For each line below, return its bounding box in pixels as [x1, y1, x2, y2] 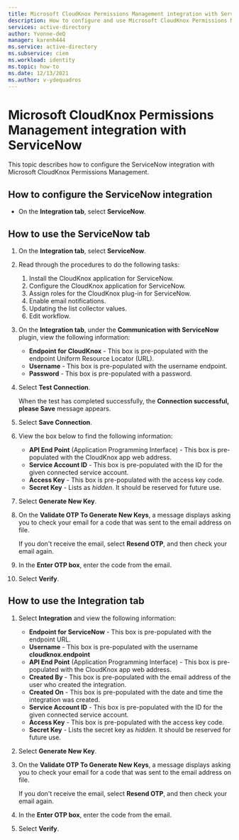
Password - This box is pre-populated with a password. [28, 369, 192, 378]
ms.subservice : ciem [8, 50, 70, 57]
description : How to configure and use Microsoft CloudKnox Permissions [8, 17, 228, 24]
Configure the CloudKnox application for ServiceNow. [28, 281, 187, 290]
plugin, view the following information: [18, 332, 130, 341]
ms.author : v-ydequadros [8, 76, 82, 84]
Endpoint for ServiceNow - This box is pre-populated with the [28, 627, 212, 636]
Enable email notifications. [28, 296, 106, 305]
